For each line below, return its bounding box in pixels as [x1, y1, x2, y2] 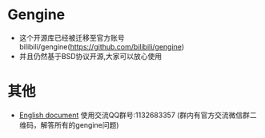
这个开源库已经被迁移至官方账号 [18, 33, 125, 42]
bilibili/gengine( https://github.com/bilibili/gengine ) [18, 41, 185, 51]
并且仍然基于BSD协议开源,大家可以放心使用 [18, 51, 163, 61]
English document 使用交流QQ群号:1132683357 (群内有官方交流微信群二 [18, 110, 257, 120]
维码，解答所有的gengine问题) [18, 120, 119, 129]
